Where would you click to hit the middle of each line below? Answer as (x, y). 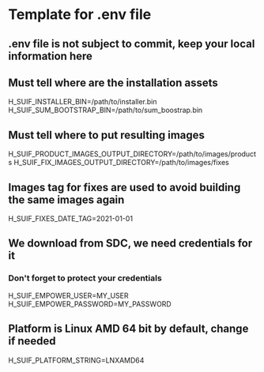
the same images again (66, 199)
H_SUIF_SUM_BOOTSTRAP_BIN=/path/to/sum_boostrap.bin (106, 110)
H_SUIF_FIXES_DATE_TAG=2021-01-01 (70, 219)
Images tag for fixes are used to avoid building (124, 187)
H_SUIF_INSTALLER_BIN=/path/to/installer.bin (83, 102)
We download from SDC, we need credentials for (130, 244)
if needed (32, 341)
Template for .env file (80, 15)
